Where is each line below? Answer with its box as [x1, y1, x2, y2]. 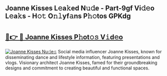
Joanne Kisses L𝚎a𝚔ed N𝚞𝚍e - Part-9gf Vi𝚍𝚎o [5, 4, 155, 13]
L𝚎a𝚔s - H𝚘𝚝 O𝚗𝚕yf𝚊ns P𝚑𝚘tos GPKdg [5, 12, 131, 21]
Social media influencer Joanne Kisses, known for [58, 49, 162, 54]
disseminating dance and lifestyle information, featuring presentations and [5, 54, 160, 60]
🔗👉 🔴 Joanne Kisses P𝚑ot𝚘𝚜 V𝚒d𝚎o [5, 33, 123, 41]
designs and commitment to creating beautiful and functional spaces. [5, 65, 150, 71]
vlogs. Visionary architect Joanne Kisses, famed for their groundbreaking [5, 60, 157, 65]
